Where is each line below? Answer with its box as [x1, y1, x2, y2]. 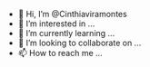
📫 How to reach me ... [17, 48, 103, 58]
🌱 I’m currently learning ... [17, 28, 115, 38]
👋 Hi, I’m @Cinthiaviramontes [17, 9, 127, 19]
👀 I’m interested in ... [17, 18, 95, 29]
